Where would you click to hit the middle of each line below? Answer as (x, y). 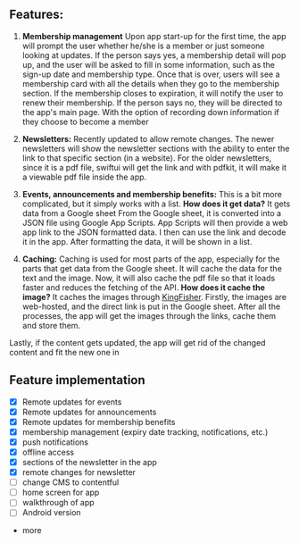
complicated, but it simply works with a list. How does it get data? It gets (156, 204)
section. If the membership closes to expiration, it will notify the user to (153, 93)
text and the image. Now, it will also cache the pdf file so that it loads (149, 278)
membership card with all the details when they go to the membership (150, 83)
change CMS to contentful (71, 482)
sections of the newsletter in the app (90, 462)
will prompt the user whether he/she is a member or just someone (143, 46)
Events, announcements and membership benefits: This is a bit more (152, 194)
